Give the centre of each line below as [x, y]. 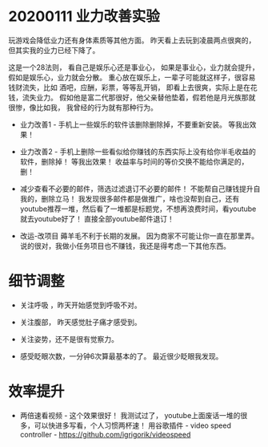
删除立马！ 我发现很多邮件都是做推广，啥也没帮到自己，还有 [140, 198]
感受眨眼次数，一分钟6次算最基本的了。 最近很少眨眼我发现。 [121, 356]
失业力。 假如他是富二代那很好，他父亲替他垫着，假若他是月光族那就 [142, 97]
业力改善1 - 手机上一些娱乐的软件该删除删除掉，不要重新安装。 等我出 [134, 124]
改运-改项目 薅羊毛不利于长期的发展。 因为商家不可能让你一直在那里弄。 [139, 236]
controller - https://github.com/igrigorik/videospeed [105, 434]
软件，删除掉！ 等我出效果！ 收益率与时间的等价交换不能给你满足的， [134, 161]
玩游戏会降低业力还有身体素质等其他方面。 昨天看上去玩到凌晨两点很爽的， [132, 40]
